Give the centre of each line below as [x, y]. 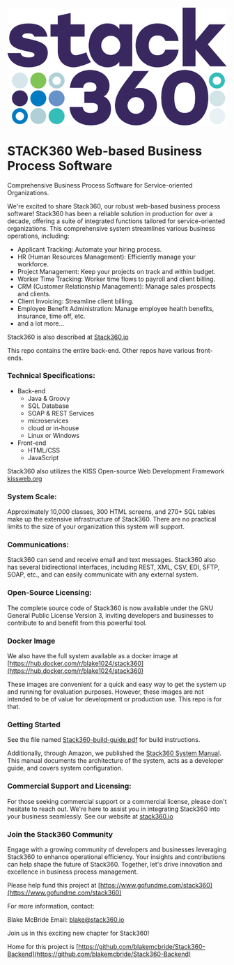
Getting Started [34, 724]
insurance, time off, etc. [51, 316]
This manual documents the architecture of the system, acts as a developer [116, 761]
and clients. [34, 294]
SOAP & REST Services [61, 413]
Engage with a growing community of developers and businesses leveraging [117, 849]
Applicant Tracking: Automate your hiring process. [89, 249]
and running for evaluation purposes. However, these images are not [106, 692]
